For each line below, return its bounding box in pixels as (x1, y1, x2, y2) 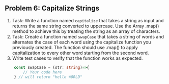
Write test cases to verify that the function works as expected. (12, 55, 143, 61)
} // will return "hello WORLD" (14, 74, 82, 79)
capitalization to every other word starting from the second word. (12, 50, 149, 56)
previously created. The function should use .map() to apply (12, 44, 138, 50)
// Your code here (23, 69, 62, 75)
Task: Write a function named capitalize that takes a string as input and (12, 17, 164, 23)
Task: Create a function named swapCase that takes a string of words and (12, 33, 164, 39)
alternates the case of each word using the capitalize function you (12, 39, 151, 45)
